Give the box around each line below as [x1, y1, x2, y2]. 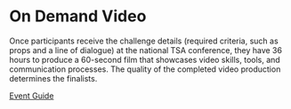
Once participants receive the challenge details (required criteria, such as [9, 35, 279, 46]
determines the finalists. [9, 73, 98, 83]
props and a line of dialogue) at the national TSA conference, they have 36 [9, 44, 283, 55]
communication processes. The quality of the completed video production [9, 64, 281, 74]
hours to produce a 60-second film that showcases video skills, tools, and [9, 54, 280, 65]
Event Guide [9, 90, 54, 101]
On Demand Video [9, 6, 147, 27]
